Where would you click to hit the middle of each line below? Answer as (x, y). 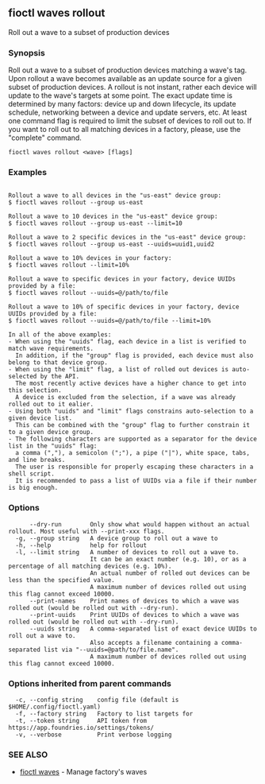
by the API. (60, 377)
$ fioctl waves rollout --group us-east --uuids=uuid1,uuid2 (111, 245)
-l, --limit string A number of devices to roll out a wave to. (127, 552)
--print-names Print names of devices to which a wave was (134, 601)
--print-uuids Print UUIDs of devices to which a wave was (134, 615)
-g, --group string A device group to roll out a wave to (117, 538)
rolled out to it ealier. (51, 405)
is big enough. (33, 488)
